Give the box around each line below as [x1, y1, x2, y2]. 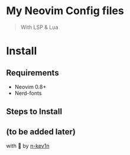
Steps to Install [6, 107, 63, 117]
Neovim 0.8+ [14, 83, 47, 90]
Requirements [6, 68, 59, 78]
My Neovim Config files [6, 4, 124, 18]
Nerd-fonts [14, 90, 42, 97]
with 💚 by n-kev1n [6, 143, 50, 150]
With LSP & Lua [20, 24, 58, 31]
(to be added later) [6, 127, 76, 137]
